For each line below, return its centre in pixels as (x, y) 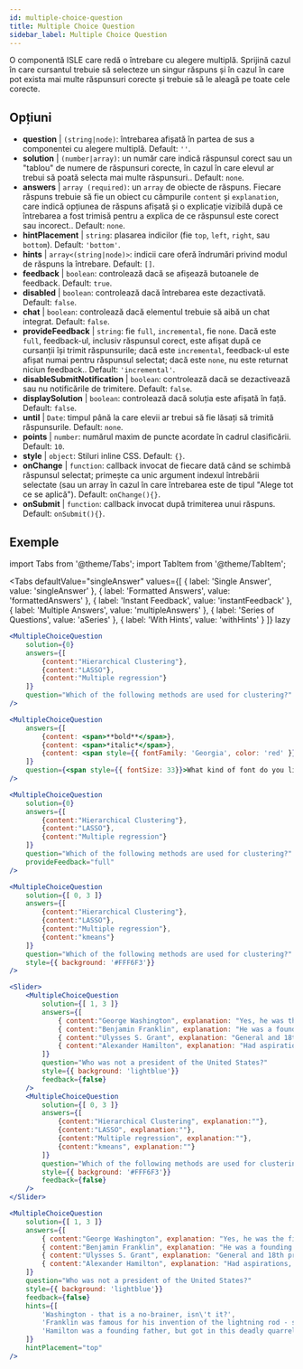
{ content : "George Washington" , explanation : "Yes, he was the (163, 1239)
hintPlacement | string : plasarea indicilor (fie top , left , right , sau (146, 235)
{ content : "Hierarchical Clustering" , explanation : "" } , (163, 1121)
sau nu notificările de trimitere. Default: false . (107, 389)
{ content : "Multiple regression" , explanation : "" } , (155, 1139)
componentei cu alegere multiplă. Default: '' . (106, 149)
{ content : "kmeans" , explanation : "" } (126, 1147)
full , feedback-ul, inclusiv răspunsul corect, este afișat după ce (142, 341)
